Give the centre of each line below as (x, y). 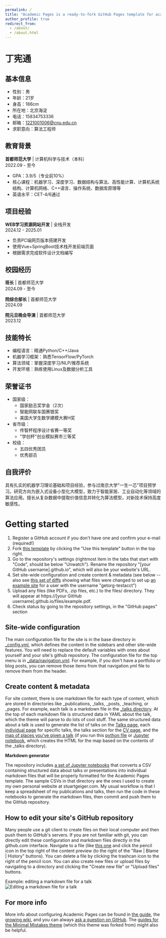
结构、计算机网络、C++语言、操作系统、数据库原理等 (66, 188)
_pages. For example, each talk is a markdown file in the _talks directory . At (82, 709)
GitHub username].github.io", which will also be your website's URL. (81, 570)
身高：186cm (26, 104)
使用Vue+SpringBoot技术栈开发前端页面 (53, 246)
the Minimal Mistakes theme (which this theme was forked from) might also (82, 925)
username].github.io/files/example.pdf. (52, 601)
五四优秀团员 (33, 449)
